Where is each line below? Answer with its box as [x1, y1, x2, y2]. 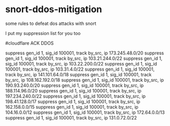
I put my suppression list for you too [5, 30, 81, 36]
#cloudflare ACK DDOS [5, 40, 54, 46]
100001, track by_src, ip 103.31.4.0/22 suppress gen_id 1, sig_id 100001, [5, 66, 155, 72]
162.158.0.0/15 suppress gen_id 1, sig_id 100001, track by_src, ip [5, 104, 138, 110]
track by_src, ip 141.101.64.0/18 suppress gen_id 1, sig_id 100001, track [5, 71, 152, 77]
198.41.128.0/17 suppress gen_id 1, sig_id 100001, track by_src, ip [5, 98, 140, 105]
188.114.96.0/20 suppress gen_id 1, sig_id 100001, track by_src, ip [5, 87, 141, 93]
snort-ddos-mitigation [5, 4, 102, 15]
